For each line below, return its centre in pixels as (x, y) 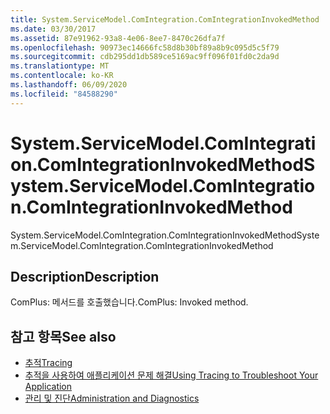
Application (48, 387)
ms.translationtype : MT (60, 66)
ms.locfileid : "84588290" (64, 94)
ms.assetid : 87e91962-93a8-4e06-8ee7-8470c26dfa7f (118, 38)
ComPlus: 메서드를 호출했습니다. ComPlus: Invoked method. (129, 302)
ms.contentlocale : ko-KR (62, 76)
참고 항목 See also (63, 336)
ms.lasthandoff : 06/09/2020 (69, 85)
